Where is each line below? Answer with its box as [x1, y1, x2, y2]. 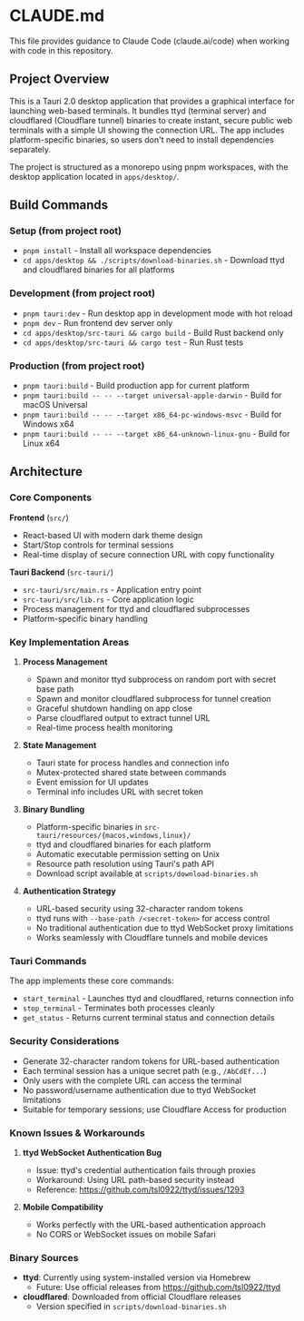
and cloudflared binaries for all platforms [22, 264, 175, 275]
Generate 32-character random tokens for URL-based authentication [22, 1055, 279, 1067]
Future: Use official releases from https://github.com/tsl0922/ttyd [35, 1282, 281, 1293]
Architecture [9, 464, 83, 479]
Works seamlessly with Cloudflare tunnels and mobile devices [35, 932, 269, 943]
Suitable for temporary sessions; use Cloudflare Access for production [22, 1104, 288, 1115]
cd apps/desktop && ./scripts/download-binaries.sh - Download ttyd [22, 255, 285, 266]
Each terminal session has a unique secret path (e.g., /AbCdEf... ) [22, 1065, 268, 1076]
